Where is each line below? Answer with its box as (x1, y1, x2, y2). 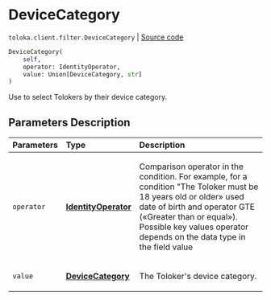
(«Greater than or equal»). (139, 212, 238, 223)
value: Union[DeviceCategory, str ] (23, 70, 143, 78)
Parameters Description (8, 115, 131, 129)
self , (23, 55, 42, 64)
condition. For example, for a (139, 171, 248, 183)
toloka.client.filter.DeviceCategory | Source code (8, 32, 184, 42)
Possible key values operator (139, 221, 248, 232)
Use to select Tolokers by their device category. (8, 92, 168, 102)
